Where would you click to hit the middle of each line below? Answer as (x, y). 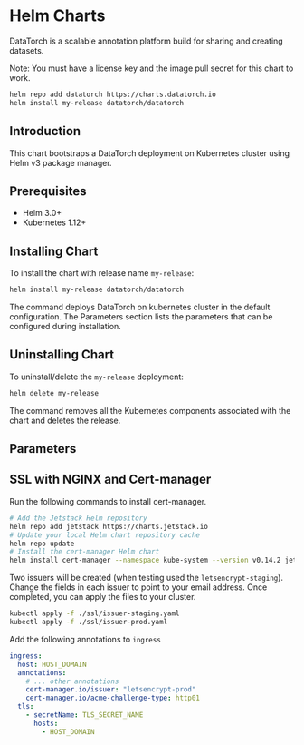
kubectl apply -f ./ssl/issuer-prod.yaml (89, 622)
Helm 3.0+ (42, 213)
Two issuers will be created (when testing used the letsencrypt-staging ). (146, 578)
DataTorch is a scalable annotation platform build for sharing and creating (146, 41)
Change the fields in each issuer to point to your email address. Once (138, 587)
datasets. (27, 50)
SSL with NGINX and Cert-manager (110, 480)
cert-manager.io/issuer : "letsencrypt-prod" (111, 690)
